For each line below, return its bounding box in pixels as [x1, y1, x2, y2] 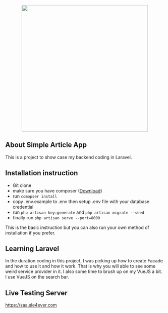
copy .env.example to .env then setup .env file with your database [12, 198, 150, 205]
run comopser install [12, 193, 58, 199]
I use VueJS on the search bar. [5, 274, 69, 280]
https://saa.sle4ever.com [5, 302, 57, 308]
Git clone [12, 182, 32, 188]
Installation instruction [5, 169, 78, 177]
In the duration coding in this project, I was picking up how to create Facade [5, 258, 163, 264]
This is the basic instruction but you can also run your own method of [5, 224, 150, 230]
